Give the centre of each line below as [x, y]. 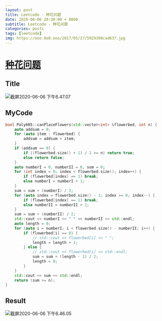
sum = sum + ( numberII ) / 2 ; [45, 214]
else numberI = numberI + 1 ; [54, 181]
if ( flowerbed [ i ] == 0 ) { [51, 233]
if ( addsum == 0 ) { [35, 148]
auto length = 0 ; [33, 224]
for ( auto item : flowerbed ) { [47, 134]
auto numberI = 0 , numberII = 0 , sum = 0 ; [60, 167]
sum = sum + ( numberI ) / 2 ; [44, 191]
